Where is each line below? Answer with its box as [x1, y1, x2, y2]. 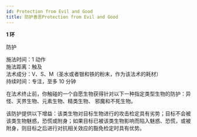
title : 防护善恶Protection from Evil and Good [6, 14, 118, 20]
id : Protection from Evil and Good [6, 8, 93, 15]
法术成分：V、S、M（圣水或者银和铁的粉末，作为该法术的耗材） [6, 70, 162, 77]
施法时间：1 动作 [6, 56, 46, 63]
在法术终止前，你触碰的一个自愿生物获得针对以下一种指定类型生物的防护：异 [6, 90, 191, 97]
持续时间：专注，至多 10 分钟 [6, 77, 76, 85]
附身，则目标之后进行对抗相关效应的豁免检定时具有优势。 [6, 124, 145, 132]
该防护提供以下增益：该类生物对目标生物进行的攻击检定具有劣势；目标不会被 [6, 109, 191, 117]
